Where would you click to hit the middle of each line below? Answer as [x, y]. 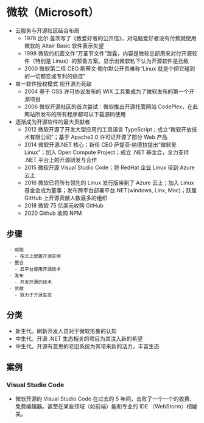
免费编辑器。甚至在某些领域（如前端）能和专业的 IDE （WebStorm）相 [104, 407]
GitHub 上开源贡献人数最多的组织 [66, 198]
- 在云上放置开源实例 [37, 256]
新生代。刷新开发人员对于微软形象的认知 [66, 331]
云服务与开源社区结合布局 [47, 30]
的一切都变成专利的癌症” [55, 76]
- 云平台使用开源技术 [37, 269]
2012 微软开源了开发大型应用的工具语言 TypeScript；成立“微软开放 [108, 129]
